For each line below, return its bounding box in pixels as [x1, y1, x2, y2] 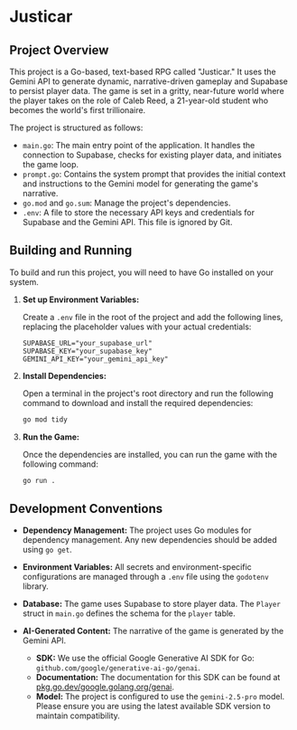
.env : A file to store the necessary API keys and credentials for [22, 207, 255, 218]
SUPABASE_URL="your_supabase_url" [22, 338, 153, 347]
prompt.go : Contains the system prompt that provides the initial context [22, 169, 286, 179]
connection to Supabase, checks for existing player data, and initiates [22, 149, 283, 160]
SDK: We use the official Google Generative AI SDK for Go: [35, 653, 255, 664]
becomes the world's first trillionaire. [9, 105, 146, 115]
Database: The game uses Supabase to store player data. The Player [22, 599, 282, 610]
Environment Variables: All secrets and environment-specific [22, 562, 253, 573]
